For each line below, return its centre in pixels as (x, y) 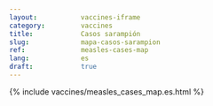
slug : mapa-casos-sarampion (85, 42)
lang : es (49, 58)
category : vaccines (61, 26)
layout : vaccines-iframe (75, 17)
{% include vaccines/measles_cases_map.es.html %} (106, 91)
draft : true (53, 67)
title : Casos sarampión (75, 34)
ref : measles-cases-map (79, 50)
